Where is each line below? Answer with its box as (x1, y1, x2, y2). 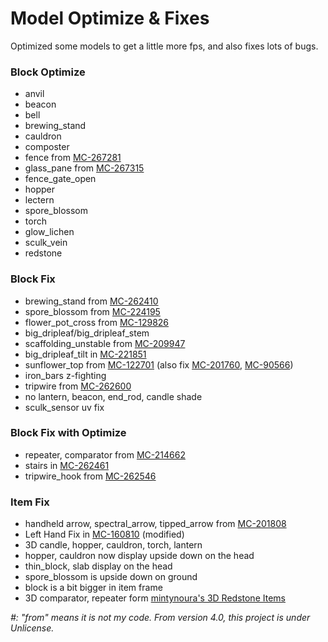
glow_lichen (24, 226, 75, 238)
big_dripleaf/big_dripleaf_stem (24, 327, 150, 339)
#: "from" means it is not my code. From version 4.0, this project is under (10, 612, 311, 624)
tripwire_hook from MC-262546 (24, 470, 157, 482)
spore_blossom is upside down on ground (24, 571, 198, 583)
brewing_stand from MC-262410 (24, 295, 159, 307)
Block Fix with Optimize (10, 426, 127, 440)
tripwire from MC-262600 (24, 380, 132, 392)
